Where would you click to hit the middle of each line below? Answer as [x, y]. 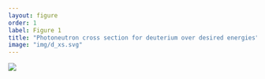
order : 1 [22, 23]
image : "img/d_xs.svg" [45, 45]
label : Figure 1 [35, 30]
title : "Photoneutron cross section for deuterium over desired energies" [134, 38]
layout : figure [33, 15]
